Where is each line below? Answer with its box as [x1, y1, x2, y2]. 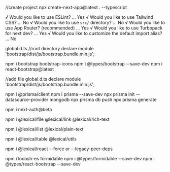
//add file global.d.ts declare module [5, 76, 81, 82]
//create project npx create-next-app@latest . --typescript [5, 5, 127, 10]
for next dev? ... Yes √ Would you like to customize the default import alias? [5, 30, 162, 36]
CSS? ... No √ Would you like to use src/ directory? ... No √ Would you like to [5, 20, 165, 25]
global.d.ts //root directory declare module [5, 46, 94, 51]
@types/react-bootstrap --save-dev [5, 161, 81, 167]
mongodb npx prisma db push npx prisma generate [49, 96, 157, 102]
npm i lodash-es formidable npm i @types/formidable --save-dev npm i [5, 156, 155, 161]
